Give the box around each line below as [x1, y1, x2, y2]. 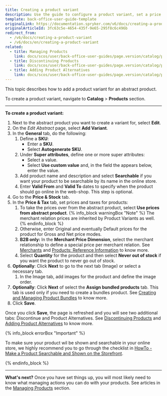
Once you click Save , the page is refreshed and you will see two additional [5, 310, 158, 316]
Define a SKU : [19, 135, 49, 141]
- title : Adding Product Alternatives [9, 68, 90, 73]
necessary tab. [12, 268, 43, 274]
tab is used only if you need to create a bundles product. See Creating [12, 289, 157, 295]
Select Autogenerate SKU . [27, 146, 83, 152]
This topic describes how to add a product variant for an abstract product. [5, 86, 157, 92]
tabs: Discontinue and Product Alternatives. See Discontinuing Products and [5, 315, 161, 321]
